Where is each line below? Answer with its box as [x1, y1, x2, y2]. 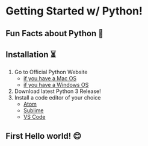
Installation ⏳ [5, 49, 57, 60]
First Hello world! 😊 [5, 131, 82, 141]
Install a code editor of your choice [14, 94, 101, 101]
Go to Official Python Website [14, 68, 88, 76]
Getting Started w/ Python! [5, 4, 143, 18]
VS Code [23, 113, 46, 121]
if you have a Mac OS [23, 75, 76, 82]
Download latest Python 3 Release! [14, 87, 101, 95]
